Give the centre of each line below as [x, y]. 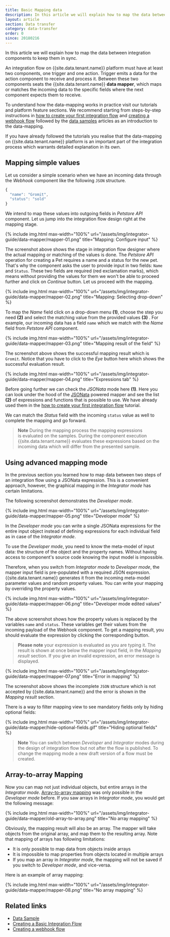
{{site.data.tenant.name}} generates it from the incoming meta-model [78, 578]
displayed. [28, 661]
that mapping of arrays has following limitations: [55, 839]
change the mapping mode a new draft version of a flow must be [85, 753]
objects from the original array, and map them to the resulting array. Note [81, 834]
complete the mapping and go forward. [46, 421]
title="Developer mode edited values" [122, 604]
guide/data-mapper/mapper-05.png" [44, 516]
